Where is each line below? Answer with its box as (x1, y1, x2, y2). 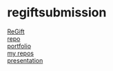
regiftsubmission (7, 5, 107, 20)
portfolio (7, 42, 32, 50)
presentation (7, 56, 43, 64)
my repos (7, 49, 34, 57)
